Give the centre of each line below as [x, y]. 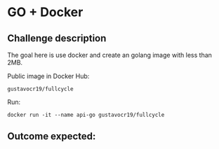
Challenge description [57, 38]
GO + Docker [45, 12]
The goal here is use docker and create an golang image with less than [110, 55]
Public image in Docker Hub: [48, 76]
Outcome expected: [52, 137]
